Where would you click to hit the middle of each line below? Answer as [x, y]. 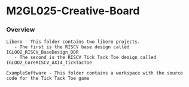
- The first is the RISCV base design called [72, 47]
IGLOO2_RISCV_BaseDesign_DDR [42, 52]
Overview [21, 30]
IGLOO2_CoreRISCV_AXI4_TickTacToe [49, 63]
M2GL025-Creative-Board [73, 11]
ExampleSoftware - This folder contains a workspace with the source [95, 73]
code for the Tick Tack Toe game [48, 79]
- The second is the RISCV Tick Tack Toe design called [85, 58]
